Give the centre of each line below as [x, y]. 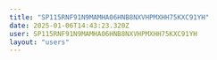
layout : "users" [39, 42]
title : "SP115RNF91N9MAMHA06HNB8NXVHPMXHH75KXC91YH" [109, 17]
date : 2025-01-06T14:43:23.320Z [69, 26]
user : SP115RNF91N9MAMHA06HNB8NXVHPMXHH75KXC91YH [104, 34]
